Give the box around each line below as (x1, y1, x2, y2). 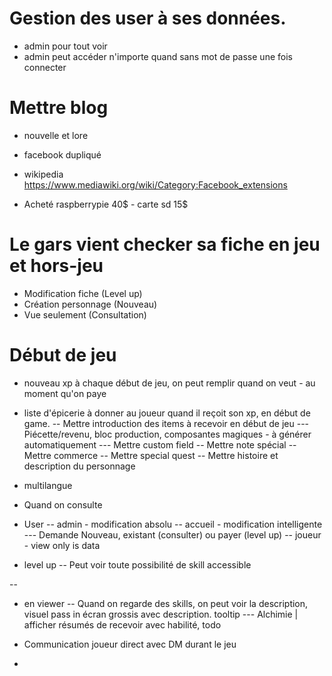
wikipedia (23, 168, 64, 180)
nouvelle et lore (23, 129, 89, 141)
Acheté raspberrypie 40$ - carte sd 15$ (23, 198, 189, 210)
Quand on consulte (23, 498, 103, 511)
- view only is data (23, 539, 101, 551)
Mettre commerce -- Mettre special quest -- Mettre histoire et (23, 449, 279, 461)
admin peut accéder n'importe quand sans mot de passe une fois (23, 50, 293, 62)
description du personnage (23, 460, 136, 472)
